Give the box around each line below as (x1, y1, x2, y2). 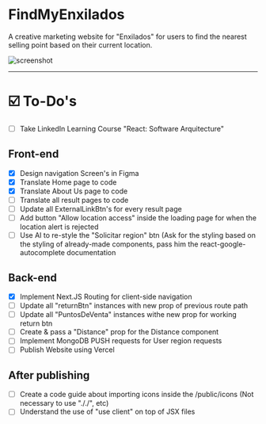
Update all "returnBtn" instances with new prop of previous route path (19, 301, 249, 311)
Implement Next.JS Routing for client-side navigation (19, 292, 192, 301)
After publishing (8, 369, 90, 382)
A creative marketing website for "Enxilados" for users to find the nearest (8, 32, 247, 41)
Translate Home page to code (19, 177, 117, 187)
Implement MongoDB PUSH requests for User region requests (19, 336, 222, 346)
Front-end (8, 147, 59, 161)
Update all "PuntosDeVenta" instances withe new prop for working (19, 310, 237, 319)
